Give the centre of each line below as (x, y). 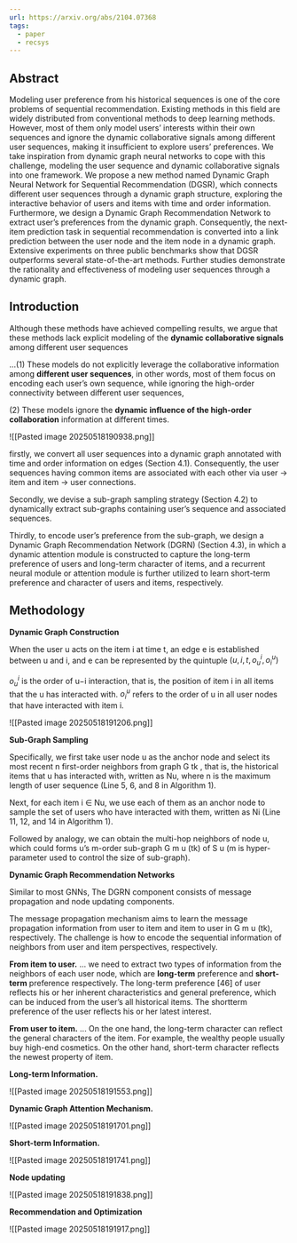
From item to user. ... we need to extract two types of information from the (145, 964)
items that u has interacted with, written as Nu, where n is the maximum (140, 776)
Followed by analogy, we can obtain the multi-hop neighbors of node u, (140, 839)
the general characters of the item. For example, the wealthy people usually (147, 1038)
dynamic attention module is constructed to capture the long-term (130, 554)
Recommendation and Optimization (76, 1212)
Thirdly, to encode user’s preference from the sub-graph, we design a (137, 535)
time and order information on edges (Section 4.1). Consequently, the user (144, 463)
